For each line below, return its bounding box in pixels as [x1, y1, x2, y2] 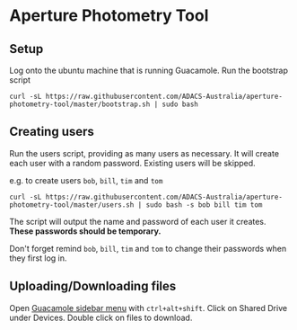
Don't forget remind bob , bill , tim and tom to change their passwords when [9, 243, 287, 254]
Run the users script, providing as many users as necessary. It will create [9, 147, 280, 158]
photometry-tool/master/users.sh [9, 200, 135, 210]
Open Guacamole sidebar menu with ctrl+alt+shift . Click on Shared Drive [9, 302, 288, 313]
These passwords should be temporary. [9, 226, 162, 236]
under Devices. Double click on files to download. [9, 312, 193, 323]
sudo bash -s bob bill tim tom [145, 200, 263, 210]
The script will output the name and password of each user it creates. [9, 216, 266, 227]
